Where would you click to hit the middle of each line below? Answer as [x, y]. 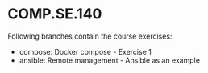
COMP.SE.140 [55, 14]
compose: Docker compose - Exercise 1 [85, 51]
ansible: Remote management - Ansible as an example [110, 60]
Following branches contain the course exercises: [90, 36]
